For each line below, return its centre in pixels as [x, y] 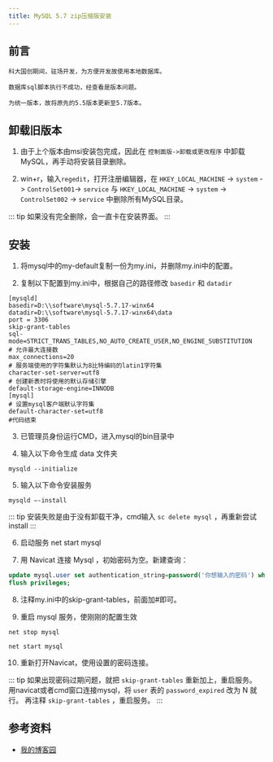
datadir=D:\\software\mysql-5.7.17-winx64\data [91, 313]
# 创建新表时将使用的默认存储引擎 [58, 382]
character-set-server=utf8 [54, 373]
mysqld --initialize [43, 469]
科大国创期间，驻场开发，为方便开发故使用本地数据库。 [87, 72]
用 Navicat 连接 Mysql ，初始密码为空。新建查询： [104, 560]
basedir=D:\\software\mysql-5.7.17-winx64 [81, 306]
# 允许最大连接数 [33, 350]
